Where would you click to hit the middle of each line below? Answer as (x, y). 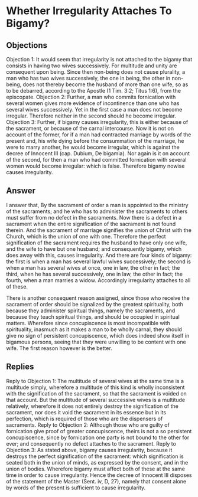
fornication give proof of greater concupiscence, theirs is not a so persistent (99, 431)
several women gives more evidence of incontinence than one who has (93, 103)
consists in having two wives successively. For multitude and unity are (92, 66)
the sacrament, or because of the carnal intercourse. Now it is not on (90, 128)
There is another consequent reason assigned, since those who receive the (98, 298)
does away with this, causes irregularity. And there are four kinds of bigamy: (99, 255)
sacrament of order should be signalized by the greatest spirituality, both (95, 304)
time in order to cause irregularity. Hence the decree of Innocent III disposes (99, 475)
